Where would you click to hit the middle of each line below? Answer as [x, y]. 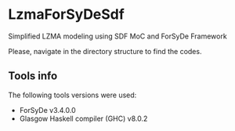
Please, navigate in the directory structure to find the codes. [105, 51]
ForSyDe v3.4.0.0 [47, 110]
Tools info [33, 76]
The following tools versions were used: [72, 95]
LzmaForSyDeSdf [67, 15]
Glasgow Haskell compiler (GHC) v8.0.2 [83, 118]
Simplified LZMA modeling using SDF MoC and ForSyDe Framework [117, 36]
